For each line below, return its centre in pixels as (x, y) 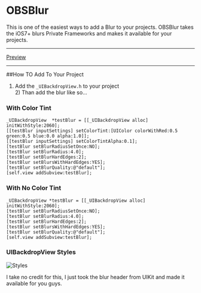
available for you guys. (34, 283)
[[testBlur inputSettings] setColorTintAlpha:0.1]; (72, 142)
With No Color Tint (34, 188)
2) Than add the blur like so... (51, 92)
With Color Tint (29, 107)
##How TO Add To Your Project (45, 74)
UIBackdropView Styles (41, 252)
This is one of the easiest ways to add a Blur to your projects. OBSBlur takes (100, 27)
